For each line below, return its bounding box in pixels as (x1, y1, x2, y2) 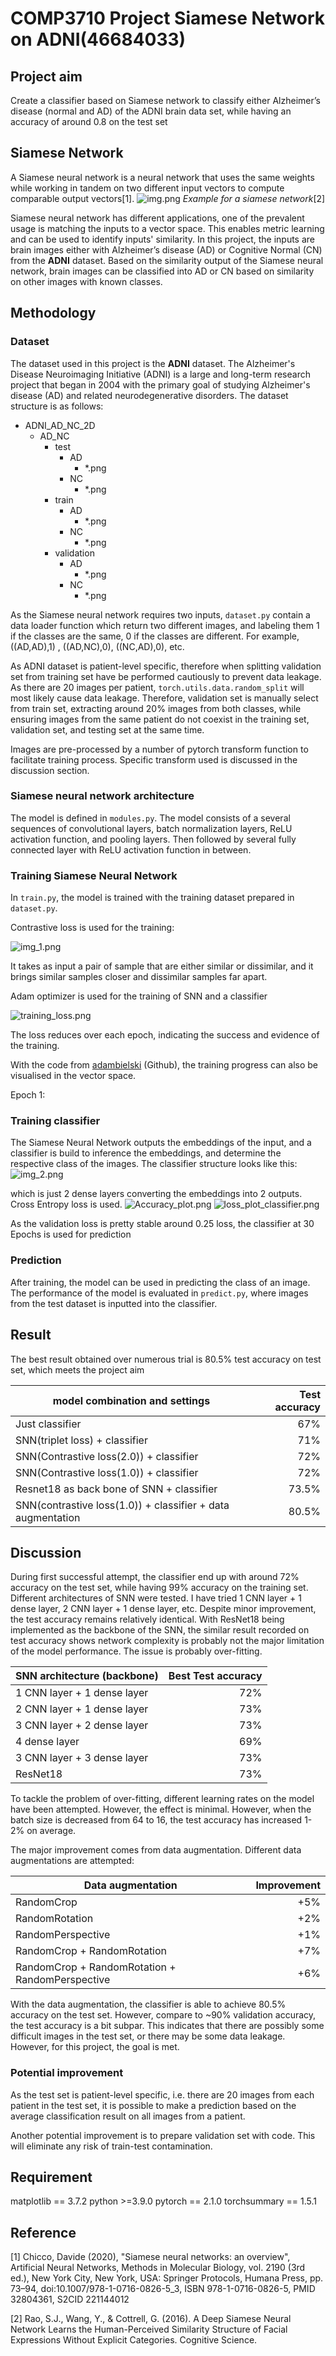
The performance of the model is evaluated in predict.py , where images (10, 1287, 309, 1299)
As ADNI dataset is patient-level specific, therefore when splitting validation (10, 660, 322, 672)
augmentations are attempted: (10, 1855, 135, 1867)
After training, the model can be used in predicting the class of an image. (10, 1276, 311, 1288)
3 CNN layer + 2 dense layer (15, 1718, 149, 1732)
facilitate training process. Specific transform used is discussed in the (10, 753, 298, 766)
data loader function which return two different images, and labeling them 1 (10, 619, 320, 631)
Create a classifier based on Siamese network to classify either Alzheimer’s (10, 95, 321, 106)
